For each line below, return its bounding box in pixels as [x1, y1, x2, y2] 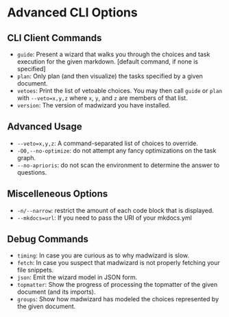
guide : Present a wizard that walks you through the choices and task [16, 50, 210, 58]
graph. [16, 153, 36, 162]
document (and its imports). [16, 288, 96, 296]
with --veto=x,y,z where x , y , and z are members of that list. [16, 94, 188, 102]
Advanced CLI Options [7, 5, 138, 21]
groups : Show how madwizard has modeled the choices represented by [16, 295, 219, 303]
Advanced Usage [7, 121, 82, 133]
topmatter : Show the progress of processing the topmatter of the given [16, 281, 218, 289]
